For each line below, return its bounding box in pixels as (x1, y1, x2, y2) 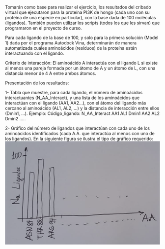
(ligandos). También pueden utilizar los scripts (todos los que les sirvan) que (5, 20, 160, 26)
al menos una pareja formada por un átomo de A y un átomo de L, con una (5, 65, 156, 71)
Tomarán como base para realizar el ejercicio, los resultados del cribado (5, 4, 151, 10)
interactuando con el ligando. (5, 50, 64, 56)
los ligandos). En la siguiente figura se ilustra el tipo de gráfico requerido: (5, 136, 153, 142)
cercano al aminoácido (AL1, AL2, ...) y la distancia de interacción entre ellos (5, 106, 160, 111)
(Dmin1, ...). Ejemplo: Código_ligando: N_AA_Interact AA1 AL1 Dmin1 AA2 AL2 (5, 110, 160, 116)
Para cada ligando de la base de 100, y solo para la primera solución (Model (5, 35, 159, 40)
